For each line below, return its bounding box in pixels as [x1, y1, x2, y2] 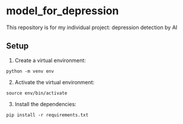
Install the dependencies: [14, 100, 77, 107]
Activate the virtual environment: [14, 78, 95, 85]
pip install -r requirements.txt [6, 112, 89, 118]
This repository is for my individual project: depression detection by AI [6, 24, 178, 31]
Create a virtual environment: [14, 56, 86, 63]
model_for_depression [6, 4, 119, 18]
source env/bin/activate [6, 90, 68, 96]
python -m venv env [6, 68, 54, 74]
